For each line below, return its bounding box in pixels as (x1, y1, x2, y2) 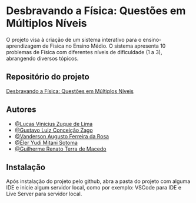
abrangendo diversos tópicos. (6, 55, 79, 62)
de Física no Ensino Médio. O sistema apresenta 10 (42, 42, 166, 49)
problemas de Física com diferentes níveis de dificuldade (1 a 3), (6, 48, 162, 55)
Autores (6, 105, 36, 115)
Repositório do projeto (6, 72, 89, 82)
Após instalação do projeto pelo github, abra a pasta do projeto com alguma (6, 178, 191, 185)
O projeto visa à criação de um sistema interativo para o (6, 36, 142, 43)
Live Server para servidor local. (6, 190, 82, 198)
